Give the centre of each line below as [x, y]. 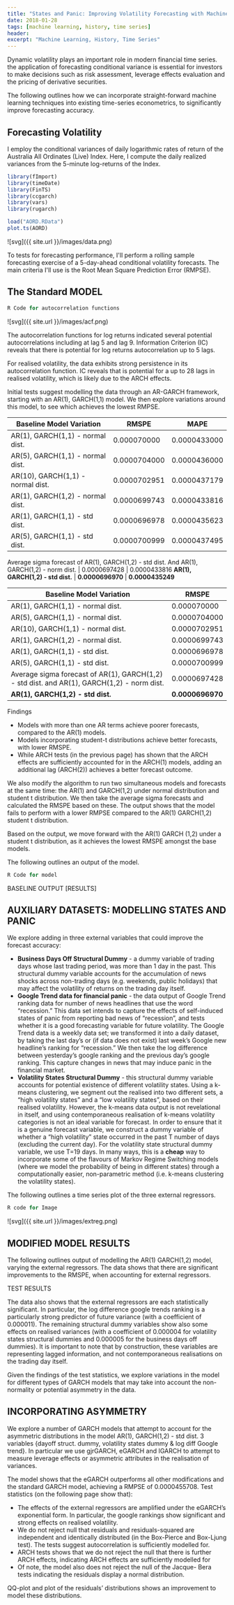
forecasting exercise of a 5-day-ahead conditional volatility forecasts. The [113, 262]
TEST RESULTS [29, 1288]
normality [21, 1390]
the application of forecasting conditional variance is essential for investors [115, 67]
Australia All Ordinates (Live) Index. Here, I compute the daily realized [107, 156]
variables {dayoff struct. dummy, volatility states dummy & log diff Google [112, 1443]
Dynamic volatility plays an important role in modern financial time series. [112, 59]
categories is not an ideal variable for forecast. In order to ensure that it [119, 1122]
